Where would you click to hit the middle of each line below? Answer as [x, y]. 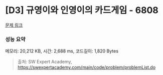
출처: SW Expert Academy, [45, 62]
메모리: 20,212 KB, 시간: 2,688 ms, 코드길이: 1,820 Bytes [62, 51]
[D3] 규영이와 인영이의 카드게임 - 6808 [82, 10]
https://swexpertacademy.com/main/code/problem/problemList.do [87, 67]
